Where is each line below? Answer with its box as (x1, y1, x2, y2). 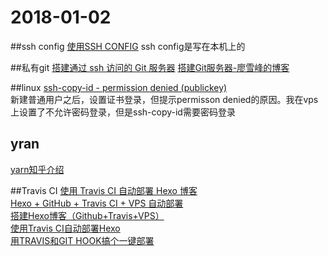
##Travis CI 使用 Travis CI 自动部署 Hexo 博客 (10, 184, 198, 196)
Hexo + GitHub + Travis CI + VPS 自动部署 (10, 197, 184, 209)
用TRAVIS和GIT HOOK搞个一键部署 (10, 234, 155, 246)
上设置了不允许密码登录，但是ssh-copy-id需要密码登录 (10, 106, 236, 118)
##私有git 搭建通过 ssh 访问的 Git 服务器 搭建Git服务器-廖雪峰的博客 (10, 61, 290, 73)
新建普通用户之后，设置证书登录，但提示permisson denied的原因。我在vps (10, 93, 319, 105)
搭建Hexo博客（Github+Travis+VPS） (10, 209, 165, 221)
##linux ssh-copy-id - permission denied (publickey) (10, 81, 228, 93)
